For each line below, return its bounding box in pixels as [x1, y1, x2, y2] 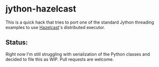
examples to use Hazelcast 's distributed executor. [5, 24, 106, 30]
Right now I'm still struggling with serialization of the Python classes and [5, 51, 150, 57]
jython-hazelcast [5, 3, 77, 14]
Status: [5, 39, 28, 47]
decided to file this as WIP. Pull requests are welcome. [5, 56, 114, 62]
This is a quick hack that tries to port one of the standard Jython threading [5, 19, 154, 25]
